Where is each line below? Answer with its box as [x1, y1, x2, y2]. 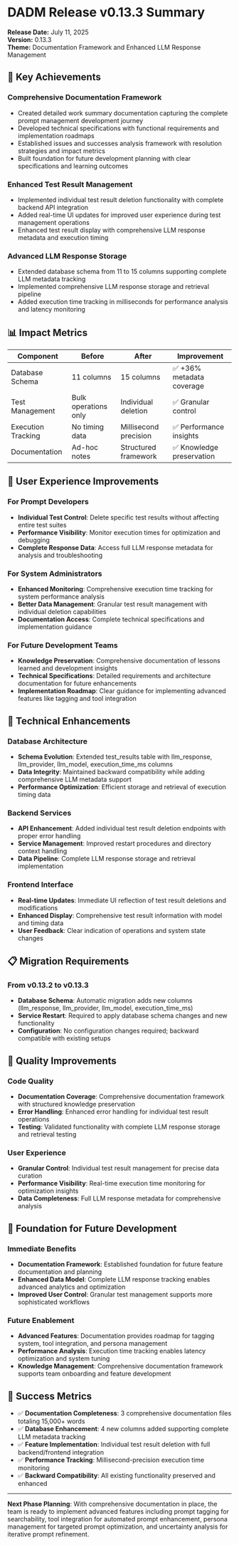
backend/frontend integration [17, 1448, 105, 1457]
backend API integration [17, 203, 89, 211]
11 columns [71, 372, 112, 382]
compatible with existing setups [17, 1034, 112, 1043]
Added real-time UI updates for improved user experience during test [17, 211, 221, 219]
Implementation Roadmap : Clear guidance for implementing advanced [17, 687, 226, 695]
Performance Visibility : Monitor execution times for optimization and [17, 528, 221, 537]
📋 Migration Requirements [7, 955, 129, 967]
